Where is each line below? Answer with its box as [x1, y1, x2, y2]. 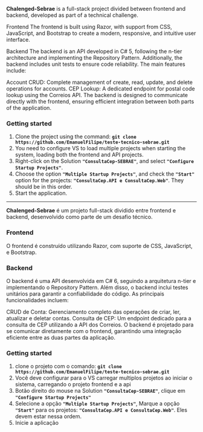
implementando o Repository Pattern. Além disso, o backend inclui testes [6, 284, 188, 291]
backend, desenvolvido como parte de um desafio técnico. [6, 214, 153, 221]
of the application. [6, 104, 51, 111]
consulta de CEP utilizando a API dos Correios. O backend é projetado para [6, 321, 194, 328]
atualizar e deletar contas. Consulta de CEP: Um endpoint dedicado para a [6, 314, 192, 322]
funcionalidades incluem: [6, 296, 69, 303]
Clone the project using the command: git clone [14, 133, 137, 141]
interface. [6, 36, 30, 43]
